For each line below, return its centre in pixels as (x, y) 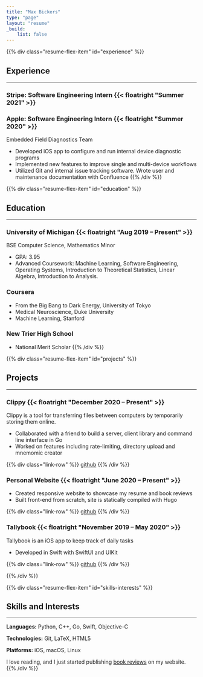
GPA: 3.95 (27, 257)
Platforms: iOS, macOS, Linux (43, 650)
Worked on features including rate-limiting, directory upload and (95, 446)
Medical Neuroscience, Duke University (64, 312)
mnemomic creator (39, 453)
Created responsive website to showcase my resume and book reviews (104, 493)
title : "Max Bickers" (34, 12)
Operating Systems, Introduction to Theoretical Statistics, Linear (95, 270)
